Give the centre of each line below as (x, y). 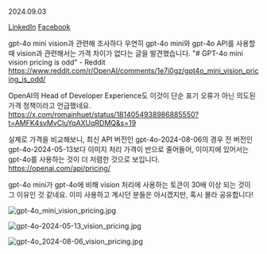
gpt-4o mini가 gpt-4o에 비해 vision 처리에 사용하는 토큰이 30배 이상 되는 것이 (130, 185)
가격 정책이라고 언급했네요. (50, 106)
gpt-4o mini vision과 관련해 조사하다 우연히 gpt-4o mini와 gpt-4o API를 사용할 (132, 43)
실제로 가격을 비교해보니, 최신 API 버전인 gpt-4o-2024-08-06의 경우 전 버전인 (130, 139)
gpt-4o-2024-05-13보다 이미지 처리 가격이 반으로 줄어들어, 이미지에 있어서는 (128, 149)
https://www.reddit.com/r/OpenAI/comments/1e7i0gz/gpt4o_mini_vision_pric (133, 70)
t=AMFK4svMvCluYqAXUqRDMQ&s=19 (72, 123)
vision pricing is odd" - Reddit (57, 62)
